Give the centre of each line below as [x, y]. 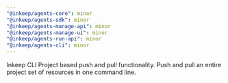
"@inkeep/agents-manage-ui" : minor [57, 33]
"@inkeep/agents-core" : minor [50, 13]
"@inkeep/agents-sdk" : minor [48, 20]
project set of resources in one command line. [71, 72]
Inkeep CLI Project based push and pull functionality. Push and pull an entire [114, 65]
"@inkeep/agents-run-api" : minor [54, 39]
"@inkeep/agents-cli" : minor [48, 45]
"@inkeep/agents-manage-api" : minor [59, 26]
